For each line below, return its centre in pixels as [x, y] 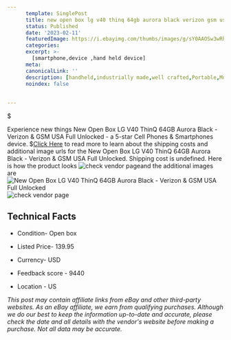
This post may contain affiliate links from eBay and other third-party [104, 299]
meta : [33, 65]
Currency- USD [39, 260]
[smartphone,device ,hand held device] [89, 58]
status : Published [52, 26]
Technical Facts [42, 217]
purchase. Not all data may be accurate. [65, 329]
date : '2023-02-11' [53, 33]
